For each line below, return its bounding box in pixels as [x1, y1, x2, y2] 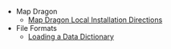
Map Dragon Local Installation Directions [27, 15, 163, 24]
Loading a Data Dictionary [27, 32, 115, 41]
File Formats [15, 24, 58, 32]
